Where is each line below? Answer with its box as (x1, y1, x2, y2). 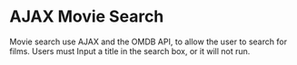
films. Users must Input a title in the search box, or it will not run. (9, 45, 251, 56)
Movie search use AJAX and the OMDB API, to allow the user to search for (9, 36, 288, 47)
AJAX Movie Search (9, 6, 164, 27)
